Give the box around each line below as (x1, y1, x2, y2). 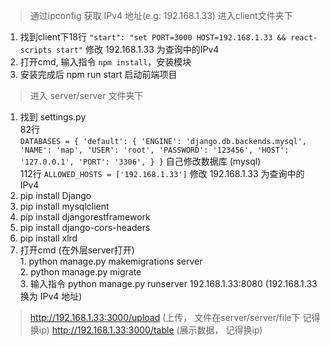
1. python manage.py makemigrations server (19, 255, 203, 267)
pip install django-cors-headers (19, 222, 151, 233)
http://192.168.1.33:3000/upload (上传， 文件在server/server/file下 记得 (29, 312, 321, 323)
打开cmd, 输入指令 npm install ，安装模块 (19, 56, 192, 68)
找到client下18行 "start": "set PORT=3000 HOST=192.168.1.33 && (19, 31, 287, 43)
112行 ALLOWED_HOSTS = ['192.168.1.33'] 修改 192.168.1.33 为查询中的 (19, 168, 305, 179)
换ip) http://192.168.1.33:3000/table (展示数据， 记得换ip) (29, 324, 263, 336)
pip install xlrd (19, 232, 78, 244)
